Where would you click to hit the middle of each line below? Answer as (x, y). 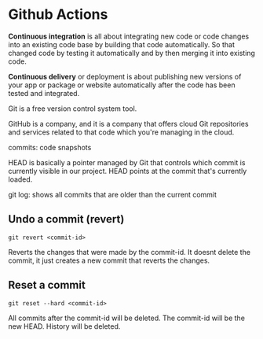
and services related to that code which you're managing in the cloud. (121, 132)
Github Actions (58, 15)
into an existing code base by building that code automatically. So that (122, 44)
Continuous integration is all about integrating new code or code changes (129, 36)
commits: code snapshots (50, 147)
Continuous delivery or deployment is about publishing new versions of (125, 76)
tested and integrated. (44, 93)
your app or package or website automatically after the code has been (122, 85)
